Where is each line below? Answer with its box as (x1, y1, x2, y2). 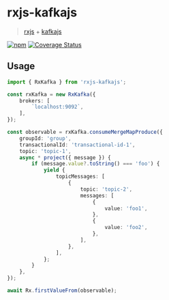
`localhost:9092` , (31, 104, 84, 111)
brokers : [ (19, 97, 50, 104)
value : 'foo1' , (104, 205, 148, 212)
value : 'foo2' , (104, 224, 148, 231)
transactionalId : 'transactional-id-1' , (19, 141, 136, 148)
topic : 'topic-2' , (80, 186, 133, 193)
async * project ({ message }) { (19, 154, 111, 161)
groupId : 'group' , (19, 135, 72, 141)
